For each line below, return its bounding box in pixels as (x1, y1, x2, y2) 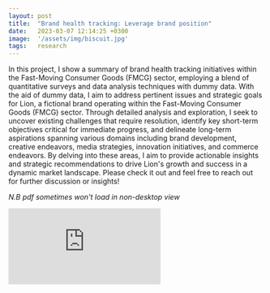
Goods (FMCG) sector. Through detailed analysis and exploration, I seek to (8, 107, 258, 118)
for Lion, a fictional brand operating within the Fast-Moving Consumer (8, 99, 242, 109)
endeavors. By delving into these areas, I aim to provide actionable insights (8, 151, 259, 161)
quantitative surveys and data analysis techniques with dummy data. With (8, 82, 255, 92)
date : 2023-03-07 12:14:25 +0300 (8, 27, 129, 35)
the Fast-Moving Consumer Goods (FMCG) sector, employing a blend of (8, 73, 250, 83)
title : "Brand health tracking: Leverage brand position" (8, 19, 212, 28)
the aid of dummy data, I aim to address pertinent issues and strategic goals (8, 90, 263, 100)
